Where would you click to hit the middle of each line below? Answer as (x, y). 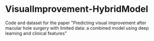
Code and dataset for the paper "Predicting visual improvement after (76, 23)
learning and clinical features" (36, 33)
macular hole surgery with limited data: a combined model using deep (77, 28)
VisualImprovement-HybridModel (77, 9)
